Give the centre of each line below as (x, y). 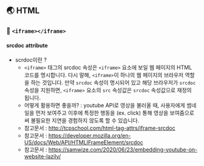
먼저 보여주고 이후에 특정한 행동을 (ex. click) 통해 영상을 (102, 113)
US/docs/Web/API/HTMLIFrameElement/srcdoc (84, 142)
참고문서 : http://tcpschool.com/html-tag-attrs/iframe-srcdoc (100, 128)
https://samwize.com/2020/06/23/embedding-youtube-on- (123, 149)
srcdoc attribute (27, 45)
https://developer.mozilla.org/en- (90, 135)
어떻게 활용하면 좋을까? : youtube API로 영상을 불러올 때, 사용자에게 (104, 105)
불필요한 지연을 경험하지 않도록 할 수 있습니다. (85, 120)
